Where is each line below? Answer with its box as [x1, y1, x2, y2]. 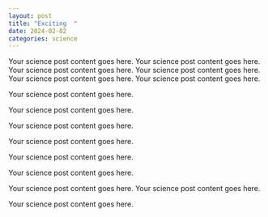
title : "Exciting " [8, 19, 79, 28]
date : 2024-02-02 [8, 27, 67, 35]
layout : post [8, 11, 53, 20]
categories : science [8, 34, 79, 43]
